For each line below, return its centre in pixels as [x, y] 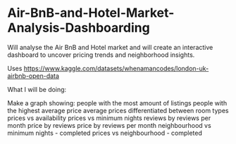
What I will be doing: [37, 89]
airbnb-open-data [33, 76]
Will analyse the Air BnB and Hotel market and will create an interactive [110, 47]
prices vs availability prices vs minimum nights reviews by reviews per [109, 118]
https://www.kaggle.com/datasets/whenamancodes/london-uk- [116, 68]
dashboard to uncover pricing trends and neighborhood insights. [101, 55]
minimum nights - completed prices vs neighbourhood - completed [105, 133]
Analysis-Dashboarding [79, 28]
